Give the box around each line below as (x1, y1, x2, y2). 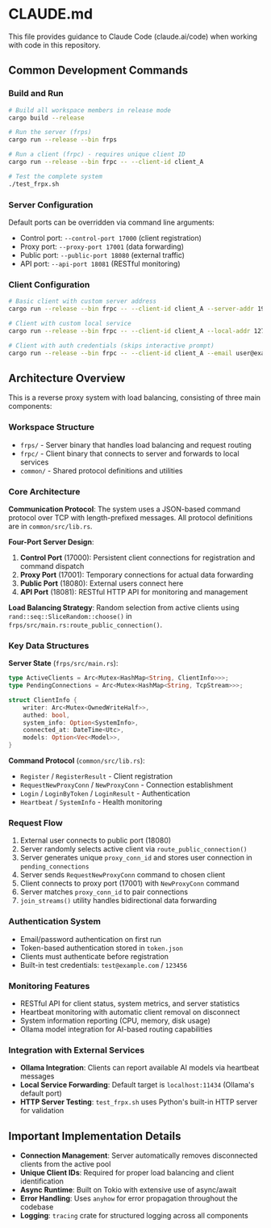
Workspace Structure (8, 422, 95, 433)
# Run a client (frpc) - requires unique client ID (8, 150, 186, 158)
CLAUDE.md (8, 5, 94, 23)
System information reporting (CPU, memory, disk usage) (19, 1016, 211, 1025)
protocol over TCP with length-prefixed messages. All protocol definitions (8, 512, 253, 522)
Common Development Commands (8, 64, 188, 78)
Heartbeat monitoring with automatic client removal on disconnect (19, 1007, 240, 1016)
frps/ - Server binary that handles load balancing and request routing (19, 439, 252, 449)
